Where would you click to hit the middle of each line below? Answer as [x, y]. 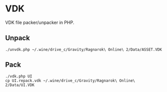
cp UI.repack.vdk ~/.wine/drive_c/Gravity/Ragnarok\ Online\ [70, 81]
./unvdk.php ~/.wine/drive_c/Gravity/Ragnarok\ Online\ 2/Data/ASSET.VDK [84, 49]
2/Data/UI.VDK [20, 85]
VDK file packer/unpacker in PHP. [40, 22]
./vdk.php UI [19, 76]
